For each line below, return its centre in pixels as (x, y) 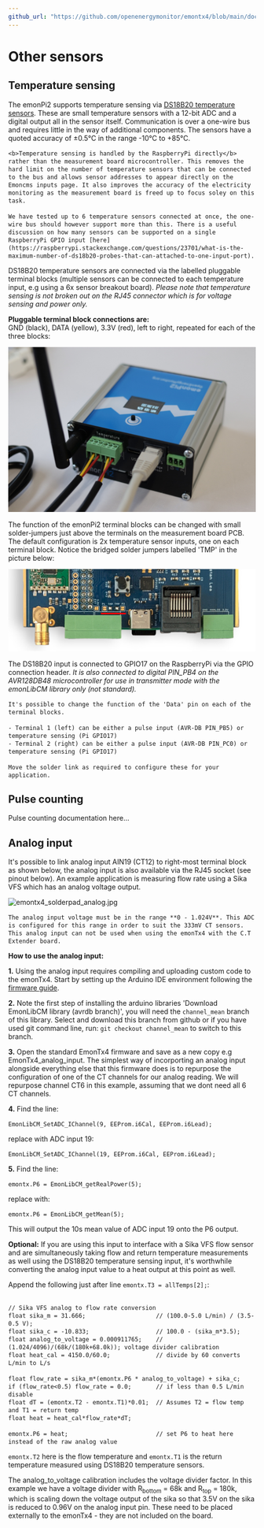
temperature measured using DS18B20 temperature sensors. (106, 1465)
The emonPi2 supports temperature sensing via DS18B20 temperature (122, 104)
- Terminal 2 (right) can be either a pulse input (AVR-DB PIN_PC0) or (128, 744)
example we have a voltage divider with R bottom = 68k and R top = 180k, (123, 1490)
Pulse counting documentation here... (69, 818)
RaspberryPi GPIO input (47, 240)
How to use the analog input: (56, 956)
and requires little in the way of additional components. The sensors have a (130, 129)
